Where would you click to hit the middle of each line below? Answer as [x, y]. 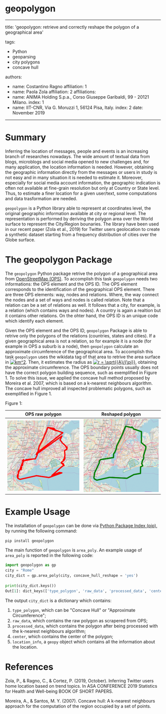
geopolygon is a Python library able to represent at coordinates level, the [78, 208]
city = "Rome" [20, 570]
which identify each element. [35, 321]
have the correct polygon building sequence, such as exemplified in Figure [81, 373]
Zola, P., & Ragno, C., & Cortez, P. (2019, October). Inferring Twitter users [80, 681]
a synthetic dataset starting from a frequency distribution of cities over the [81, 234]
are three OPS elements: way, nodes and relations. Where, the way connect [82, 294]
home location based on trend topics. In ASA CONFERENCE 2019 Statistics [81, 686]
